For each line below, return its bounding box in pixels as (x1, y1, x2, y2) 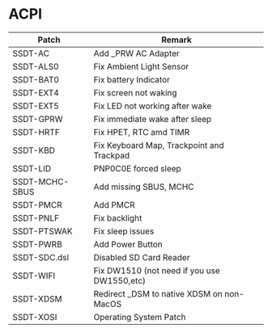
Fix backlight (93, 212, 142, 223)
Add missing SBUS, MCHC (93, 181, 194, 192)
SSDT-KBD (12, 145, 55, 156)
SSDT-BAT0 (12, 74, 59, 85)
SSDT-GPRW (12, 113, 63, 124)
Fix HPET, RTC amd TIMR (93, 126, 190, 137)
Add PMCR (93, 199, 135, 210)
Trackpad (93, 150, 130, 161)
